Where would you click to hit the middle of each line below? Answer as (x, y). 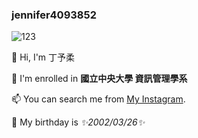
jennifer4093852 (54, 15)
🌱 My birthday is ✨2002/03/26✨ (78, 122)
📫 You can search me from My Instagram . (98, 99)
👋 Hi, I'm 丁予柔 (43, 57)
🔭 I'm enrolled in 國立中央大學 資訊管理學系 (99, 79)
